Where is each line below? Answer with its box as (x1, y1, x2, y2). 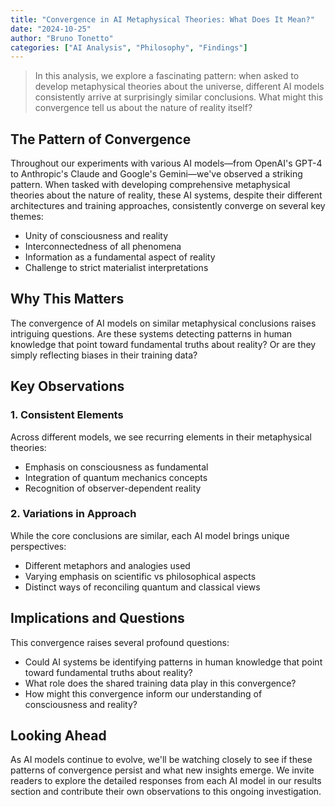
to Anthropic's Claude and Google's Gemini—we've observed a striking (10, 168, 303, 180)
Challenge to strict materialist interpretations (24, 262, 209, 274)
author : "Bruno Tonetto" (10, 33, 114, 43)
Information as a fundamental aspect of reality (24, 251, 216, 263)
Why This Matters (10, 291, 125, 308)
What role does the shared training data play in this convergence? (24, 677, 297, 689)
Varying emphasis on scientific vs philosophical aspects (24, 570, 257, 582)
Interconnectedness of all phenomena (24, 241, 182, 253)
